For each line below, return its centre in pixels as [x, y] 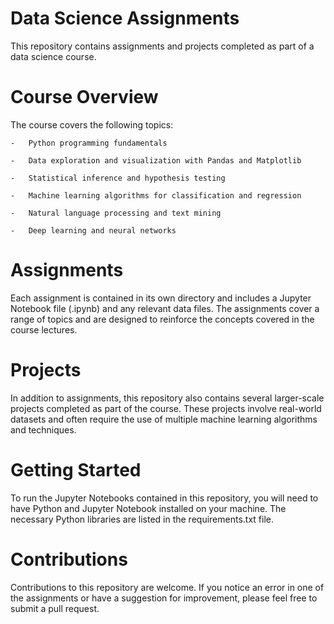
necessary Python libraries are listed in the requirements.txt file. [142, 519]
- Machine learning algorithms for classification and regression [156, 195]
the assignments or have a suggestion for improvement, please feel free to [164, 598]
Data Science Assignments [125, 18]
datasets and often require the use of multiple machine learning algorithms [164, 419]
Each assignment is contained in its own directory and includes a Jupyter [161, 298]
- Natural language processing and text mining [116, 213]
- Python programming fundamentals [89, 143]
